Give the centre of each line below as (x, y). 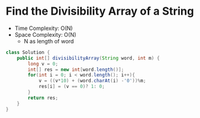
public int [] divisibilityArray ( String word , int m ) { (88, 58)
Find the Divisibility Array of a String (100, 11)
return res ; (43, 98)
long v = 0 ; (43, 64)
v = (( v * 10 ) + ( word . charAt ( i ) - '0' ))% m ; (92, 81)
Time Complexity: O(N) (44, 28)
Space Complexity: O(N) (45, 34)
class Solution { (28, 52)
